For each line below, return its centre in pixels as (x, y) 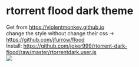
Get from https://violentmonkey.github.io (55, 27)
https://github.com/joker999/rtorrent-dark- (75, 46)
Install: (14, 46)
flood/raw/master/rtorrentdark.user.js (51, 52)
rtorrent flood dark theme (70, 11)
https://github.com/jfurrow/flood (45, 39)
